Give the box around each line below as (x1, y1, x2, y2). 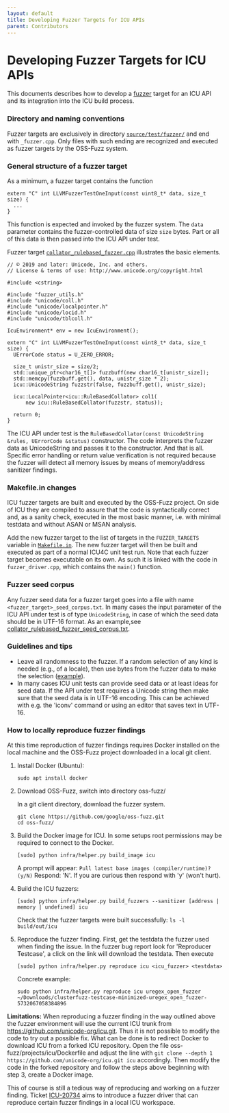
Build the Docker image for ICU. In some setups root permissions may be (16, 831, 222, 840)
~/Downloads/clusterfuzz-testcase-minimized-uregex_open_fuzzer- (16, 994, 207, 1001)
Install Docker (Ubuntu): (16, 762, 85, 770)
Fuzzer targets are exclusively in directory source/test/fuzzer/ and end (7, 130, 210, 138)
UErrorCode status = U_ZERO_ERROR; (13, 351, 115, 358)
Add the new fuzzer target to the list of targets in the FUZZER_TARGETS (7, 534, 200, 542)
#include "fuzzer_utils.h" (7, 291, 84, 298)
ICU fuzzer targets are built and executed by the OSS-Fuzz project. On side (7, 499, 219, 507)
